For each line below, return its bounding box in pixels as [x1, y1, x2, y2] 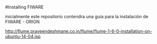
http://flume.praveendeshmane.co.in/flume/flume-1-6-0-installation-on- [5, 28, 153, 34]
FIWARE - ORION [5, 19, 40, 24]
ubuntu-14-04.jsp [5, 34, 41, 39]
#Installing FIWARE [5, 4, 44, 10]
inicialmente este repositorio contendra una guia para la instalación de [5, 14, 149, 19]
